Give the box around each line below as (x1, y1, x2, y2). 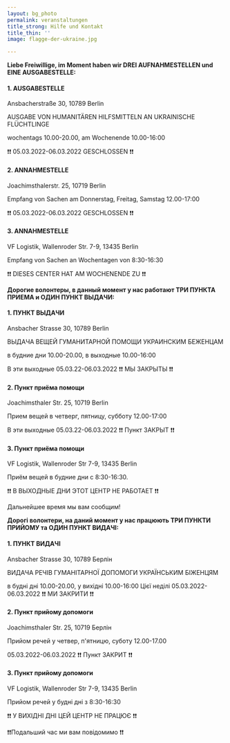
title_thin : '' (7, 29, 51, 37)
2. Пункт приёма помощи (7, 383, 85, 392)
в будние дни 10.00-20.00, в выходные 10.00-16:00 (7, 351, 157, 359)
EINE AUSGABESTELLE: (7, 68, 76, 77)
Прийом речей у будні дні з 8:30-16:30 (7, 697, 121, 706)
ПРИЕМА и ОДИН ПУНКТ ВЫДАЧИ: (7, 293, 115, 301)
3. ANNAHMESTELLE (7, 227, 69, 235)
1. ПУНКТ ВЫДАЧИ (7, 309, 65, 317)
